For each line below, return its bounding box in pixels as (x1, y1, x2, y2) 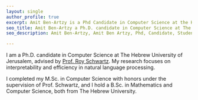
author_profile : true (6, 14, 60, 20)
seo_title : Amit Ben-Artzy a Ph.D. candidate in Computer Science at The (6, 25, 192, 31)
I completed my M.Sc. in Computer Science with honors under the (6, 75, 167, 82)
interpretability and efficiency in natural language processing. (6, 64, 156, 71)
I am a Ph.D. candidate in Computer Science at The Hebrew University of (6, 51, 183, 58)
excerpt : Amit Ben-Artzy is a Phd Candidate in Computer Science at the (6, 19, 189, 25)
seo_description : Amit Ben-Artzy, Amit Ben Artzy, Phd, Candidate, (6, 30, 176, 36)
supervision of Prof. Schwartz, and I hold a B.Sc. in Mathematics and (6, 81, 173, 88)
